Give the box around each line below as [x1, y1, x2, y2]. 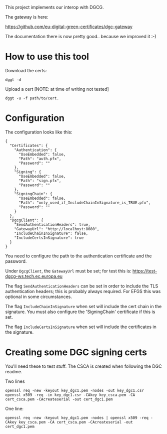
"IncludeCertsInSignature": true [14, 235, 84, 240]
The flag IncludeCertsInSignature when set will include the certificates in [5, 324, 156, 330]
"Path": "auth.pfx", [18, 156, 61, 161]
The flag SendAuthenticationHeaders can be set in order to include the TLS [5, 283, 158, 289]
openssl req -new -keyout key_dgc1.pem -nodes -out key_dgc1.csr [5, 388, 144, 393]
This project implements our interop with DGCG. [5, 5, 104, 10]
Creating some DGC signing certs [5, 347, 147, 358]
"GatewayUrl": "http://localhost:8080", [14, 226, 99, 231]
